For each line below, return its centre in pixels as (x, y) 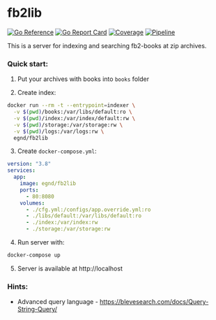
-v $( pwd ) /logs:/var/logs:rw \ (59, 131)
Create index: (37, 93)
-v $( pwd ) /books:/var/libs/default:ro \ (73, 112)
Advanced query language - (58, 302)
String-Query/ (37, 310)
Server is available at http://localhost (70, 268)
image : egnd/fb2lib (48, 184)
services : (22, 170)
